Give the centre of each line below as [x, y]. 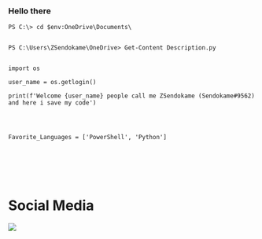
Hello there [30, 11]
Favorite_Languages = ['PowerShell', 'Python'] [88, 138]
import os [24, 68]
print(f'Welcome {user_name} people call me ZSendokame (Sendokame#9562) [132, 96]
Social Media [51, 206]
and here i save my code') [52, 103]
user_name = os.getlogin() [52, 83]
